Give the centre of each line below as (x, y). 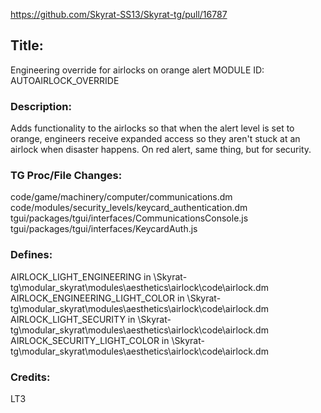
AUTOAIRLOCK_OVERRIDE (65, 80)
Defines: (31, 255)
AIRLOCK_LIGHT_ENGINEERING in (81, 276)
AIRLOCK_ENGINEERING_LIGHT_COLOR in (97, 298)
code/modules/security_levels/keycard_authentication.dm (129, 208)
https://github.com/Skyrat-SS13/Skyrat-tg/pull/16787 (119, 14)
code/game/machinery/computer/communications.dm (121, 197)
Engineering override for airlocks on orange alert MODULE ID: (137, 70)
